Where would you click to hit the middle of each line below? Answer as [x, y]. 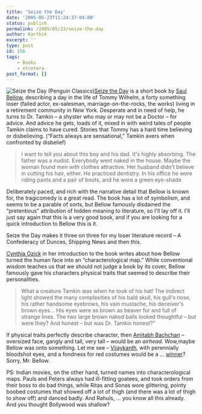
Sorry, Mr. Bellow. [28, 361]
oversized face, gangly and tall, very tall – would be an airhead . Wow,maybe [101, 341]
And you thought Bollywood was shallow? [58, 405]
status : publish [27, 23]
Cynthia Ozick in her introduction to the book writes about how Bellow [93, 254]
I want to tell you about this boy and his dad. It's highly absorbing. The [108, 154]
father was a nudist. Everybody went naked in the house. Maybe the [106, 160]
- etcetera [31, 68]
